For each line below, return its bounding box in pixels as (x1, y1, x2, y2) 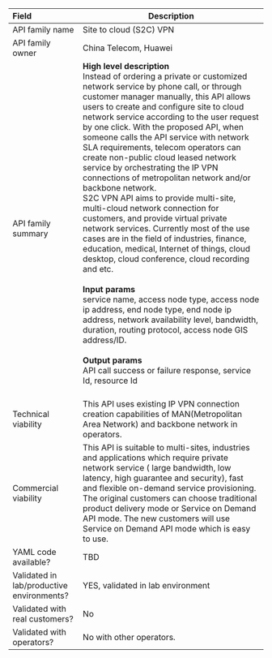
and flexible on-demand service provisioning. (82, 483, 257, 493)
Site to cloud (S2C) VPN (82, 24, 175, 35)
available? (12, 557, 51, 567)
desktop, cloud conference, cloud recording (82, 253, 249, 264)
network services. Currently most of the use (82, 223, 250, 234)
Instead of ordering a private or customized (82, 71, 248, 82)
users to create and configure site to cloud (82, 101, 244, 112)
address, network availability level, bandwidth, (82, 314, 259, 325)
